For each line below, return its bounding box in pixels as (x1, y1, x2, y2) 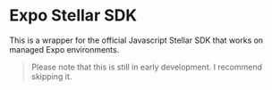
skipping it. (30, 70, 72, 81)
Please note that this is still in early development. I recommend (30, 61, 262, 72)
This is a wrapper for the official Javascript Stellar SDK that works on (9, 35, 264, 45)
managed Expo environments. (9, 44, 120, 54)
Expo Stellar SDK (9, 5, 137, 26)
